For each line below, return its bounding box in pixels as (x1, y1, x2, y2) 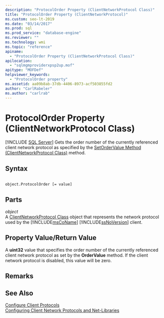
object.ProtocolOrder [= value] (5, 182, 72, 187)
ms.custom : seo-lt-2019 (5, 16, 55, 21)
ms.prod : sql (5, 26, 32, 31)
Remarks (5, 272, 34, 281)
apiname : (5, 49, 23, 54)
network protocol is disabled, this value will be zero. (5, 257, 112, 263)
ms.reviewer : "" (5, 35, 39, 40)
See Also (5, 289, 33, 297)
